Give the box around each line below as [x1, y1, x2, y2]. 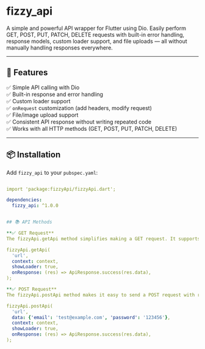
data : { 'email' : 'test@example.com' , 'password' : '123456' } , [12, 314, 171, 320]
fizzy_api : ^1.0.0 [12, 203, 59, 209]
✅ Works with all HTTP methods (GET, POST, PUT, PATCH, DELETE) [6, 125, 178, 132]
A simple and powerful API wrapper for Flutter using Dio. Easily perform [6, 24, 186, 32]
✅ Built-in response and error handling [6, 90, 104, 98]
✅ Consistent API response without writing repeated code [6, 118, 151, 125]
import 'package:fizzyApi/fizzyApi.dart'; [6, 186, 116, 192]
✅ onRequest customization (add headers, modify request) [6, 104, 153, 111]
